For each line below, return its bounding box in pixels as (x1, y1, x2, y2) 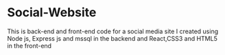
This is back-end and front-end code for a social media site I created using (7, 27, 219, 35)
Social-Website (7, 5, 97, 20)
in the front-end (7, 41, 52, 50)
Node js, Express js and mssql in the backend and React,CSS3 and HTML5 (7, 34, 217, 42)
